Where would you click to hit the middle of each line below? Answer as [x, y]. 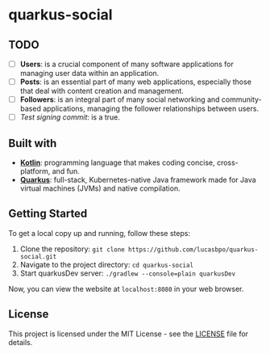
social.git [38, 256]
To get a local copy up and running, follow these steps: [100, 233]
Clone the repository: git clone [72, 249]
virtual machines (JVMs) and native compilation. [100, 188]
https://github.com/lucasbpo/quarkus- [193, 249]
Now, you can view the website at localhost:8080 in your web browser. [126, 289]
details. [21, 342]
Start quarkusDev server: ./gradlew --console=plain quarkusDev [128, 273]
